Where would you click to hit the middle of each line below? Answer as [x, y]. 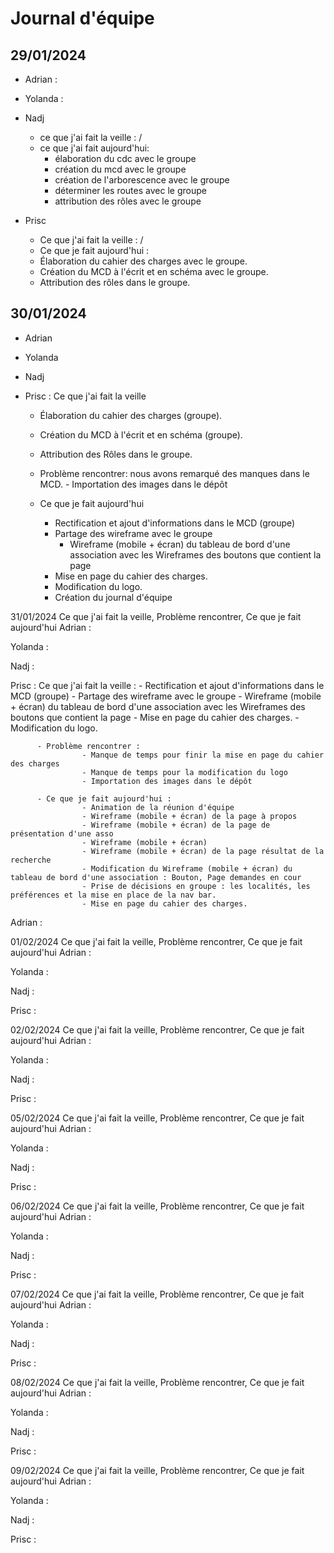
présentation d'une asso [62, 833]
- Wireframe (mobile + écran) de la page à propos [189, 816]
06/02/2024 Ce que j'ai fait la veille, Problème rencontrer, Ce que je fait [157, 1206]
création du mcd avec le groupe [120, 169]
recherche [31, 860]
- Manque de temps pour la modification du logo [184, 772]
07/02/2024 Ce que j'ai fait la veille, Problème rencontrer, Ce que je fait [157, 1294]
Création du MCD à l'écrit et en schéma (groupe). [141, 434]
